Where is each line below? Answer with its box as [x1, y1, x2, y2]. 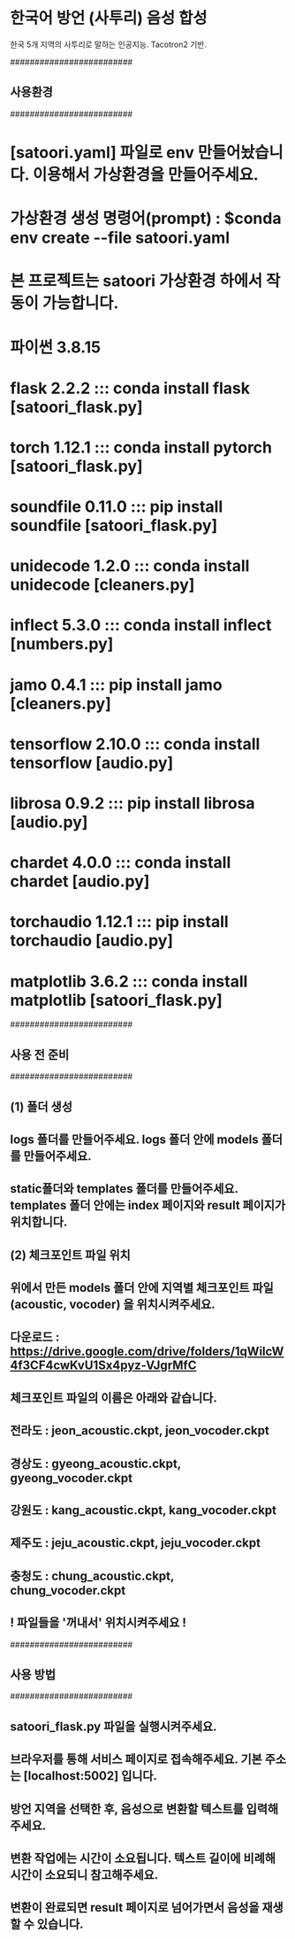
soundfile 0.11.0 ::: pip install [10, 497, 223, 517]
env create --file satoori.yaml [10, 228, 231, 248]
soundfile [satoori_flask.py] [10, 515, 218, 536]
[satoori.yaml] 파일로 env [10, 143, 195, 162]
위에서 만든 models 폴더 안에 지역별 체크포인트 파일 [10, 1280, 275, 1295]
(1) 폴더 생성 [10, 1099, 73, 1114]
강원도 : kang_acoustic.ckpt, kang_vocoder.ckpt [10, 1503, 277, 1518]
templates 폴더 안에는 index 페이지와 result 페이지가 [10, 1198, 286, 1213]
